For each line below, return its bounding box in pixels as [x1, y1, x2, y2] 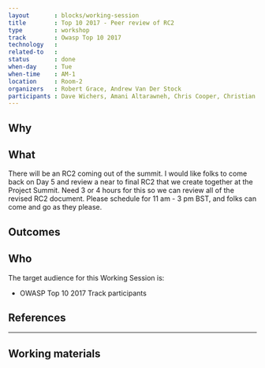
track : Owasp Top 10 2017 [8, 33, 122, 42]
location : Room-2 [8, 77, 83, 85]
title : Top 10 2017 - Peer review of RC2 [8, 19, 175, 27]
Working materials [8, 347, 101, 360]
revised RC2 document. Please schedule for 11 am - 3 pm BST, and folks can [8, 194, 257, 203]
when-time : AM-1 [8, 70, 77, 78]
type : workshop [8, 26, 90, 34]
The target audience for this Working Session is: [8, 273, 165, 282]
